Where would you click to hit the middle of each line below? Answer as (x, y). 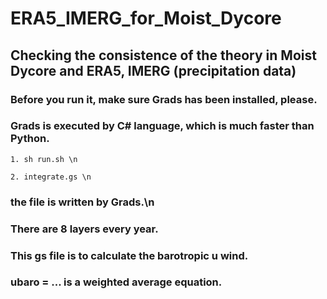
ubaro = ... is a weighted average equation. (116, 282)
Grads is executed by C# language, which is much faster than (162, 126)
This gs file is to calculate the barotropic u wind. (129, 255)
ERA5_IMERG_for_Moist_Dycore (146, 18)
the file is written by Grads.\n (82, 202)
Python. (30, 139)
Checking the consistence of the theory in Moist (163, 55)
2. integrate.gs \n (51, 177)
